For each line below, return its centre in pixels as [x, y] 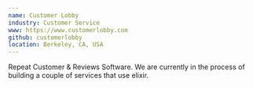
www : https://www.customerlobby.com [68, 30]
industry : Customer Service [54, 23]
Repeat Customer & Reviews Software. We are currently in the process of [126, 67]
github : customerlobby [45, 37]
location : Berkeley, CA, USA [56, 45]
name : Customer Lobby [44, 15]
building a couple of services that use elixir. [79, 75]
